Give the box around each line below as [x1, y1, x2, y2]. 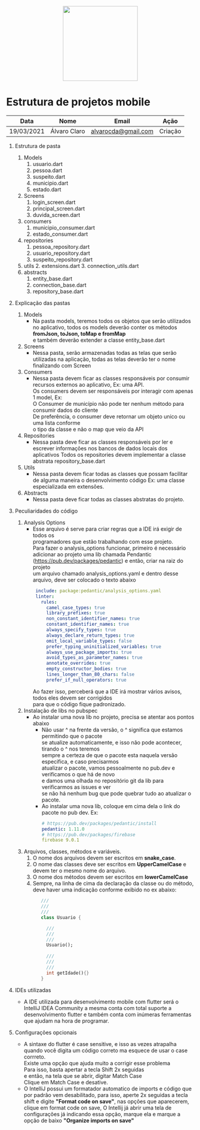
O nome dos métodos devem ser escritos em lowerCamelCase [32, 873, 188, 881]
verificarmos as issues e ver [41, 783, 112, 791]
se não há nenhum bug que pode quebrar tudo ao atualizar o [41, 790, 192, 797]
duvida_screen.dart [32, 211, 81, 218]
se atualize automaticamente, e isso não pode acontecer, [41, 739, 182, 746]
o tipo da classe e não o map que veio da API [32, 426, 144, 433]
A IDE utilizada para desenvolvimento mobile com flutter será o [23, 998, 179, 1005]
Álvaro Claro [50, 126, 85, 135]
